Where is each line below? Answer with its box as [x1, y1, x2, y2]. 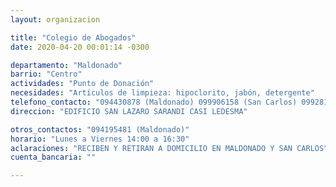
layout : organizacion [10, 14, 101, 25]
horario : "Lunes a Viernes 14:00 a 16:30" [10, 134, 190, 144]
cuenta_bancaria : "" [10, 152, 97, 163]
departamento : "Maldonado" [10, 60, 123, 70]
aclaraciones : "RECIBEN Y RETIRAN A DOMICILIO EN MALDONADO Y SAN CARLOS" [10, 143, 329, 153]
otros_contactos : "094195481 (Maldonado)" [10, 124, 190, 135]
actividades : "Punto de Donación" [10, 79, 155, 89]
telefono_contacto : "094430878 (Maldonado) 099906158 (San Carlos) [10, 97, 298, 107]
